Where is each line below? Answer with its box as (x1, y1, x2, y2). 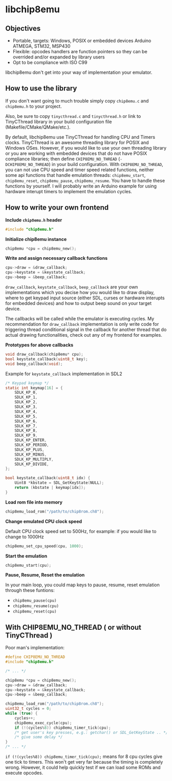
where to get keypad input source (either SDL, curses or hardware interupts (5, 295, 165, 301)
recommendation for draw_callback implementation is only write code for (5, 321, 159, 327)
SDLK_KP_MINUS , (14, 452, 47, 457)
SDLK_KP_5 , (14, 414, 38, 419)
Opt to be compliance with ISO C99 (12, 59, 88, 65)
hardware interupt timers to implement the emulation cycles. (5, 188, 132, 194)
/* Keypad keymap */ (5, 380, 50, 385)
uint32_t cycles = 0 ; (5, 706, 52, 711)
